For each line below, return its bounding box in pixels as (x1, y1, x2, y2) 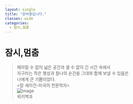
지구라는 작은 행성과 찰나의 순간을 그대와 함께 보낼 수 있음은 (16, 71, 129, 76)
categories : (5, 20, 29, 26)
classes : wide (5, 16, 34, 21)
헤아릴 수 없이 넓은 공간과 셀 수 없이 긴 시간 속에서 (16, 64, 111, 70)
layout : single (5, 7, 36, 12)
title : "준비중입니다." (5, 12, 47, 16)
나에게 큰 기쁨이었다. (16, 76, 56, 82)
